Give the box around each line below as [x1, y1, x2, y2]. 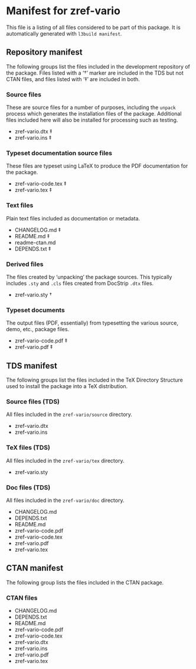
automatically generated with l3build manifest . [6, 30, 122, 37]
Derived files [6, 260, 44, 268]
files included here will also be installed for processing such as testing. [6, 117, 178, 124]
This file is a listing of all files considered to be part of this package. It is [6, 24, 181, 31]
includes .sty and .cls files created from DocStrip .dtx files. [6, 280, 154, 287]
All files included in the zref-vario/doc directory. [6, 497, 125, 504]
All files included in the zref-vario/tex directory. [6, 457, 125, 464]
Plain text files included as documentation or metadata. [6, 215, 141, 222]
